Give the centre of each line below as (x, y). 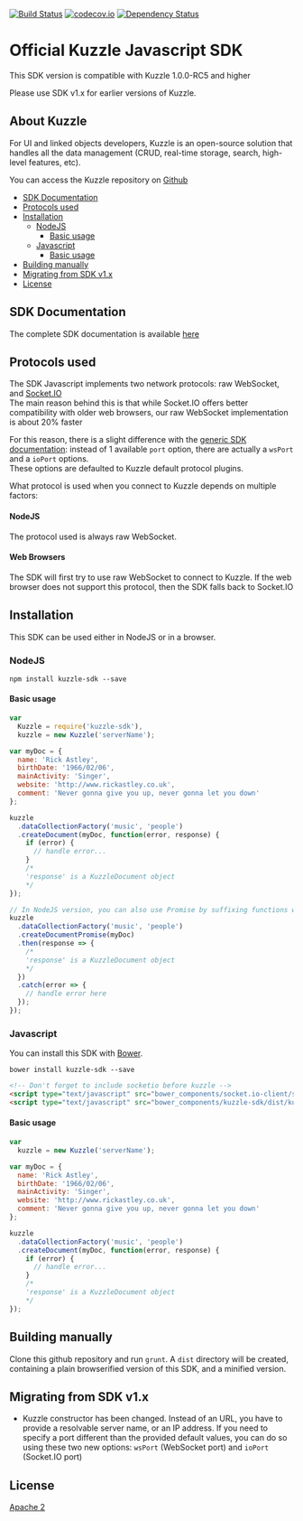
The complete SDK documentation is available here (105, 333)
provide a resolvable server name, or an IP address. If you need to (145, 1428)
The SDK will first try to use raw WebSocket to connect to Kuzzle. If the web (151, 577)
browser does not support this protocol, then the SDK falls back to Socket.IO (151, 586)
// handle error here (66, 994)
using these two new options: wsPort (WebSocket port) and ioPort (145, 1447)
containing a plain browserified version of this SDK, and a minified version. (148, 1368)
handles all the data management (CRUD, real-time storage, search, (135, 153)
